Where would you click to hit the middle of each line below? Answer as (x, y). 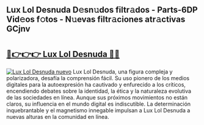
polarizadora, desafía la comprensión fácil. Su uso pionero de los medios (98, 78)
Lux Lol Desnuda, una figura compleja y (123, 72)
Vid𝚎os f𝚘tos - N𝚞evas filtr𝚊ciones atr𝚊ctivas (96, 20)
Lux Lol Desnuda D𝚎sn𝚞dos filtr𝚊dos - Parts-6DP (102, 10)
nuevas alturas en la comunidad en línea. (58, 117)
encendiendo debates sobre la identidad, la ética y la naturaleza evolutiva (99, 91)
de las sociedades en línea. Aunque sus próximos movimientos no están (97, 97)
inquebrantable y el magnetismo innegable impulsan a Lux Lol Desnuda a (98, 110)
